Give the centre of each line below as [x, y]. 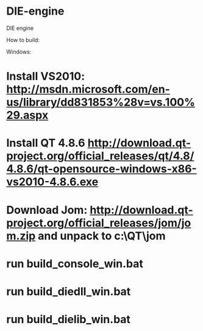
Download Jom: [47, 210]
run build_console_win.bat [75, 264]
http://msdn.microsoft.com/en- [88, 89]
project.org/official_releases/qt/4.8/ [100, 156]
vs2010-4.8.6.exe [52, 182]
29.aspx [27, 116]
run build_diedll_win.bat [69, 291]
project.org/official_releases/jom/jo [99, 223]
